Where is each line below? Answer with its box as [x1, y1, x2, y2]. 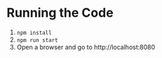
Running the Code [6, 5, 114, 21]
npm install [16, 29, 52, 36]
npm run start [16, 36, 58, 43]
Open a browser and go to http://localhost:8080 [16, 43, 156, 51]
